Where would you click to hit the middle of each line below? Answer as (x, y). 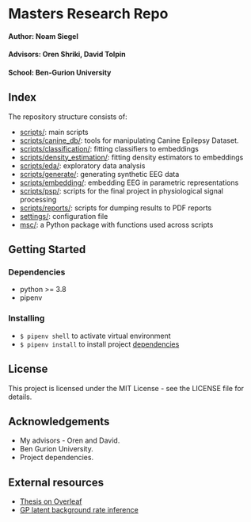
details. (20, 397)
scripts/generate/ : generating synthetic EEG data (99, 174)
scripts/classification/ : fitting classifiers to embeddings (109, 148)
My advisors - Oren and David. (70, 440)
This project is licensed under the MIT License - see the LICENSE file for (126, 388)
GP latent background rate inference (79, 510)
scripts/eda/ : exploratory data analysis (82, 165)
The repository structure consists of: (68, 117)
